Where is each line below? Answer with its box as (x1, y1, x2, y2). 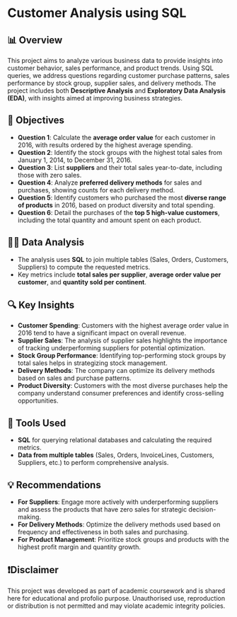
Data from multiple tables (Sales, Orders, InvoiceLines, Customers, (17, 451, 214, 459)
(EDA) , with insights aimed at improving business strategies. (7, 94, 183, 102)
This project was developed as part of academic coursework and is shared (7, 586, 226, 595)
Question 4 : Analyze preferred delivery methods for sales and (17, 178, 202, 187)
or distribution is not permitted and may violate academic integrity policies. (7, 601, 226, 610)
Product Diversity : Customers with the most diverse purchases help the (17, 381, 229, 390)
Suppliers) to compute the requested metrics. (17, 263, 151, 271)
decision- (188, 505, 216, 514)
